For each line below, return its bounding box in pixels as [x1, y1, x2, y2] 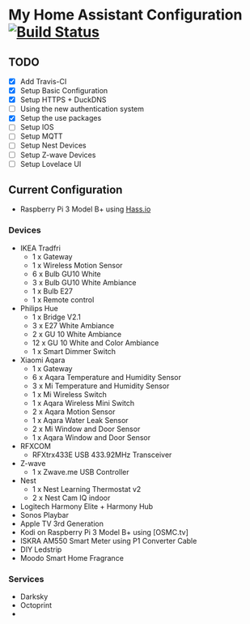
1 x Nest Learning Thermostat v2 [32, 484, 142, 494]
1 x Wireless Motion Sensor [32, 260, 123, 270]
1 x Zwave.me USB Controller [32, 467, 129, 477]
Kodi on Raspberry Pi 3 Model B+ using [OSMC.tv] [19, 527, 189, 536]
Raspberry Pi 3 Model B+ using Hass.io [19, 204, 151, 214]
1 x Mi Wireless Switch [32, 389, 107, 399]
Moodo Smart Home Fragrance [19, 553, 124, 562]
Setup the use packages [19, 113, 102, 123]
